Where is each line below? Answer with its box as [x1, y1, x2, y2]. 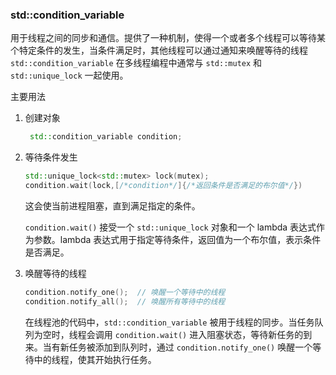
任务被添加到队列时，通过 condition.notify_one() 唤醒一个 [68, 341, 313, 353]
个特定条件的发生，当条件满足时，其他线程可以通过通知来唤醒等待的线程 [10, 44, 308, 57]
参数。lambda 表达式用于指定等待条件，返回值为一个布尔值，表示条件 [33, 233, 322, 245]
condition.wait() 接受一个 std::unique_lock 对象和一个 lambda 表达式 [24, 221, 317, 233]
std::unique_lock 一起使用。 [10, 69, 129, 82]
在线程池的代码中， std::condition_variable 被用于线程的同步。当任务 [24, 316, 315, 328]
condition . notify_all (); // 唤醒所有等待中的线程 [24, 296, 226, 307]
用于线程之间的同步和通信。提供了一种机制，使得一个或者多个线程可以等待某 [10, 32, 326, 44]
